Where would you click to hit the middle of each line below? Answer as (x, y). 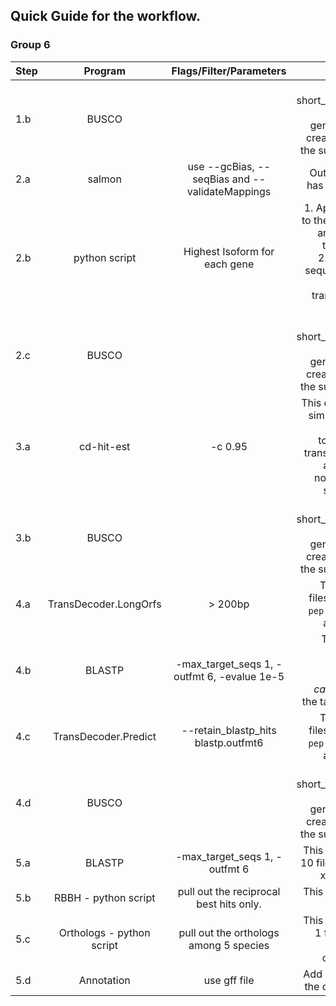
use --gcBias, (221, 166)
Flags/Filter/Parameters (229, 71)
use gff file (229, 980)
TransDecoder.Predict (105, 736)
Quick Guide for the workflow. (105, 16)
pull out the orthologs (229, 932)
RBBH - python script (104, 897)
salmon (104, 179)
